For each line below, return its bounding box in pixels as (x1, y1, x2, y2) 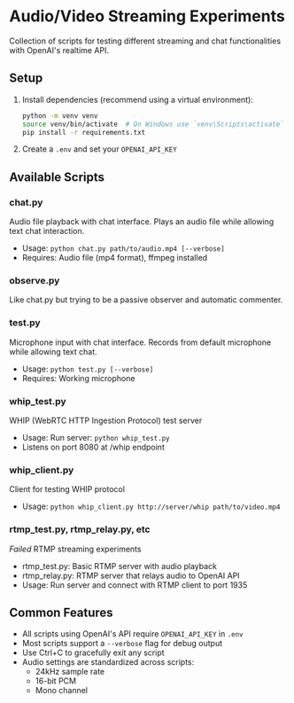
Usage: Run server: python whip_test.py (21, 432, 170, 442)
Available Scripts (9, 169, 104, 184)
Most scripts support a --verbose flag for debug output (21, 638, 223, 649)
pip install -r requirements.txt (21, 128, 146, 137)
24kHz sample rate (35, 667, 105, 677)
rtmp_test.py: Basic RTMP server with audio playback (21, 560, 218, 571)
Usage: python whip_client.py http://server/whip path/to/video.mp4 (21, 501, 281, 512)
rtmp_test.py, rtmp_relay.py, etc (9, 523, 151, 535)
